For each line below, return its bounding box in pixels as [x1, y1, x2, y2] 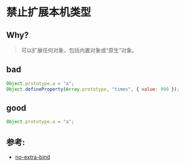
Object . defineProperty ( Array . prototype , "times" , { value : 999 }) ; [6, 86, 180, 92]
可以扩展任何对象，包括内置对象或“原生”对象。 [21, 46, 138, 54]
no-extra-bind [15, 153, 50, 161]
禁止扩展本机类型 [6, 5, 92, 19]
